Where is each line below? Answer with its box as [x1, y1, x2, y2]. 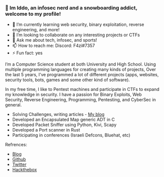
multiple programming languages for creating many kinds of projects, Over [5, 66, 156, 72]
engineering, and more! [12, 27, 60, 33]
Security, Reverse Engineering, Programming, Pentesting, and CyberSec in [5, 97, 156, 103]
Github [12, 156, 26, 162]
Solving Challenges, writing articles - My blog [12, 111, 105, 117]
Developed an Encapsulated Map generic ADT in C [12, 117, 115, 123]
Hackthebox [12, 167, 37, 173]
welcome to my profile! [5, 10, 61, 17]
